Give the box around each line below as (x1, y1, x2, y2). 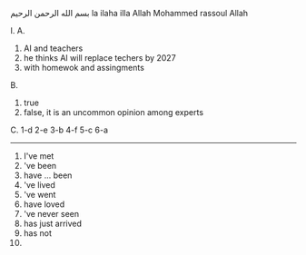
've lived (23, 180, 55, 190)
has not (23, 228, 53, 239)
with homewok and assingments (23, 63, 144, 73)
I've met (23, 151, 54, 162)
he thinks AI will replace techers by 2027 (23, 53, 176, 63)
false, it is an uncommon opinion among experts (23, 107, 203, 117)
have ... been (23, 170, 73, 181)
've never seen (23, 209, 80, 219)
